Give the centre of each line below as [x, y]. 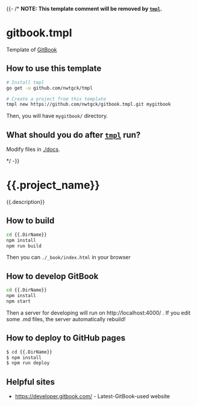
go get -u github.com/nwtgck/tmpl [50, 88]
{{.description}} [26, 202]
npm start [19, 301]
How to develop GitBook [52, 276]
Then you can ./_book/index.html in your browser [69, 257]
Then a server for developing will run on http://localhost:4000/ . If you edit [98, 313]
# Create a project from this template [56, 99]
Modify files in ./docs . [33, 149]
